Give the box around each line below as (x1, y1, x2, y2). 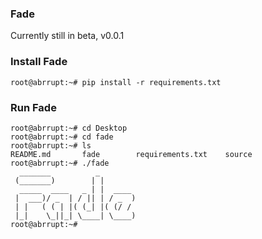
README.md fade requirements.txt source (10, 149, 253, 159)
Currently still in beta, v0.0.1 (10, 30, 125, 42)
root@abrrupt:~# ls (10, 140, 92, 151)
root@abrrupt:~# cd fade (10, 132, 114, 142)
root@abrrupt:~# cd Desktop (10, 123, 128, 133)
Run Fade (10, 100, 57, 114)
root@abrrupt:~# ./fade (10, 158, 110, 168)
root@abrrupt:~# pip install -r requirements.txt (10, 77, 222, 87)
